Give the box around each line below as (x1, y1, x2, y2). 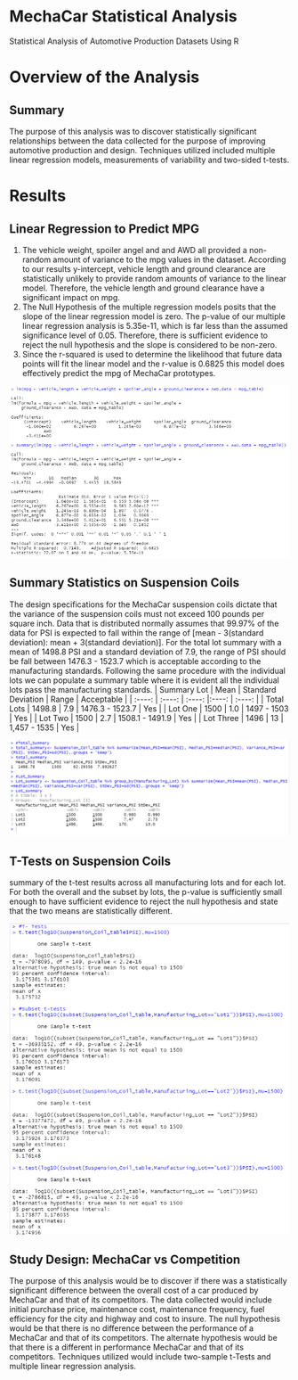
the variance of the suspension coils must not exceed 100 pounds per (9, 608, 265, 619)
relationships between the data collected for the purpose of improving (9, 136, 266, 146)
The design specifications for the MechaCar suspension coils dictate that (9, 599, 278, 610)
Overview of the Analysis (9, 67, 200, 87)
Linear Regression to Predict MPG (9, 221, 200, 236)
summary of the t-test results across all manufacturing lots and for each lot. (9, 876, 286, 888)
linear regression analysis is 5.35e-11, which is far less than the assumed (21, 320, 288, 331)
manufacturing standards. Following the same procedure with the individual (9, 665, 286, 676)
